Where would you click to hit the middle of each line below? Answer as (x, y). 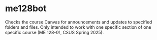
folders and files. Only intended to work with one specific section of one (78, 27)
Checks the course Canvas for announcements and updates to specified (79, 22)
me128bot (26, 9)
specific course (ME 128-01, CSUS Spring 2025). (55, 32)
